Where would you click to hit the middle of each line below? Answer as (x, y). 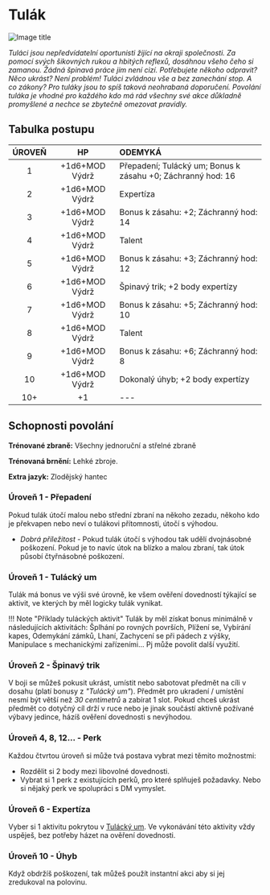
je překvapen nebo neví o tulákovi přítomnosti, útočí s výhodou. (113, 523)
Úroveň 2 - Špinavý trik (54, 665)
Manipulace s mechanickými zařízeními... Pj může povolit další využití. (124, 644)
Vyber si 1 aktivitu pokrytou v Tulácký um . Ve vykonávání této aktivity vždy (132, 827)
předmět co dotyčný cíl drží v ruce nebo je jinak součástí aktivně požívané (131, 709)
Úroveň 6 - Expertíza (49, 809)
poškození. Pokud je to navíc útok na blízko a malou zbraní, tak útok (132, 547)
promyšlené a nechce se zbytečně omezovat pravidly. (98, 104)
